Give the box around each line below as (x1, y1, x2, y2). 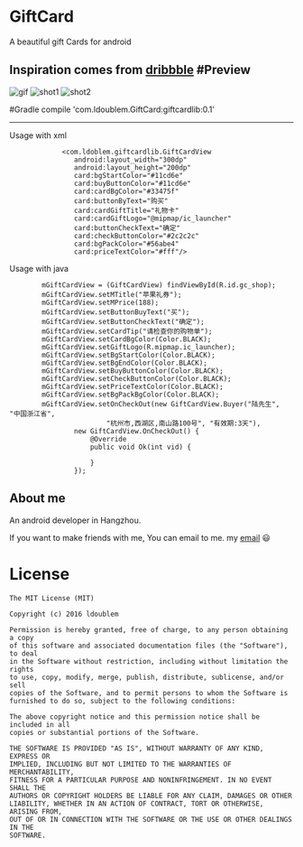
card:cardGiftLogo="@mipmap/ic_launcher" (73, 214, 232, 223)
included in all (9, 720, 70, 729)
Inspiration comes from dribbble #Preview (9, 62, 251, 78)
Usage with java (9, 263, 69, 274)
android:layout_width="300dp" (73, 155, 188, 164)
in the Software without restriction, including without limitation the (9, 656, 289, 665)
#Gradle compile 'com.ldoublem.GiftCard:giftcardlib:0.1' (9, 104, 215, 115)
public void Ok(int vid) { (89, 442, 192, 451)
